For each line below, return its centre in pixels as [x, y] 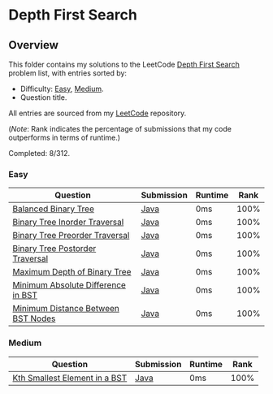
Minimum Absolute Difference [69, 285]
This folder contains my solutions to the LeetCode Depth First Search [124, 64]
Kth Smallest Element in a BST [70, 378]
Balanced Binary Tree [54, 209]
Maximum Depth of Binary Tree [72, 272]
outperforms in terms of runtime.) [64, 137]
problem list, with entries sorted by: [68, 73]
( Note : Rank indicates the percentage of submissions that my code [120, 129]
